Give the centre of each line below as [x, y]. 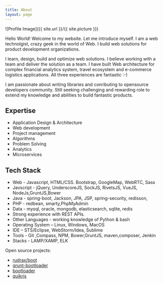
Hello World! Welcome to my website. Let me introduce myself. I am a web [82, 38]
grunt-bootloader [30, 265]
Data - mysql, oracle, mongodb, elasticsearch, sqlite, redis [72, 209]
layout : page [19, 14]
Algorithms [24, 138]
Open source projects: [28, 250]
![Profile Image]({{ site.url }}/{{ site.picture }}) [52, 28]
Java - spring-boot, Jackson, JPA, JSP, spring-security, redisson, [80, 198]
